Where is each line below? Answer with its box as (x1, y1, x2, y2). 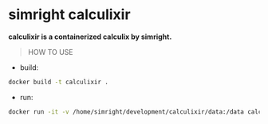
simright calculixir (8, 6, 131, 24)
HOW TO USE (27, 47, 73, 56)
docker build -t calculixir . (8, 78, 109, 86)
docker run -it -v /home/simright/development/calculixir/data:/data (8, 107, 245, 116)
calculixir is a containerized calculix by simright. (8, 32, 172, 41)
